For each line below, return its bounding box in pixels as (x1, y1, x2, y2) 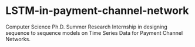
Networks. (5, 35, 31, 42)
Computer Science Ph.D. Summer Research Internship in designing (5, 23, 168, 30)
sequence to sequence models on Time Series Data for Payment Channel (5, 29, 183, 36)
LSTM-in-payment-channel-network (5, 4, 189, 17)
